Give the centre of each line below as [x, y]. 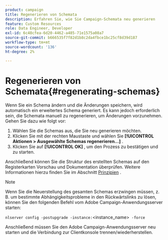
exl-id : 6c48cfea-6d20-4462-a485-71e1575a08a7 [54, 33]
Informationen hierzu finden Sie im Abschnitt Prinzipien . [63, 172]
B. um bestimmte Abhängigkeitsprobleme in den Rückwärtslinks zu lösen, [81, 197]
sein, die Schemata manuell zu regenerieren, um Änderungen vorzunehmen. [84, 116]
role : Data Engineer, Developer [39, 28]
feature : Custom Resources [33, 24]
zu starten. [23, 152]
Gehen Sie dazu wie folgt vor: [36, 121]
